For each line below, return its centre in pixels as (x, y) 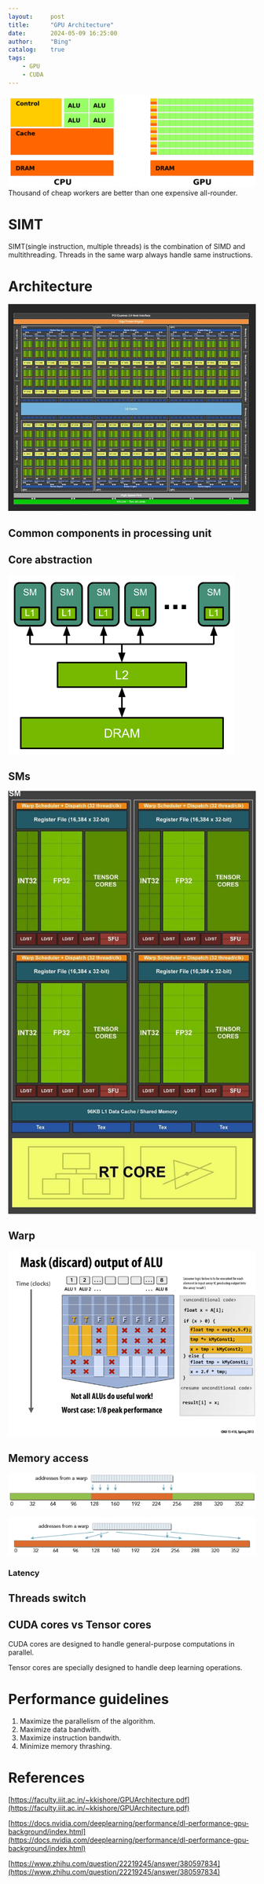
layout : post (37, 17)
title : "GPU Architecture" (61, 25)
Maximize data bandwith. (60, 1729)
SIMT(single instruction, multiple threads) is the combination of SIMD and (127, 246)
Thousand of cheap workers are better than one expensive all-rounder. (123, 193)
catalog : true (37, 50)
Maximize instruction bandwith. (70, 1738)
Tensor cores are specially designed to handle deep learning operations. (125, 1667)
